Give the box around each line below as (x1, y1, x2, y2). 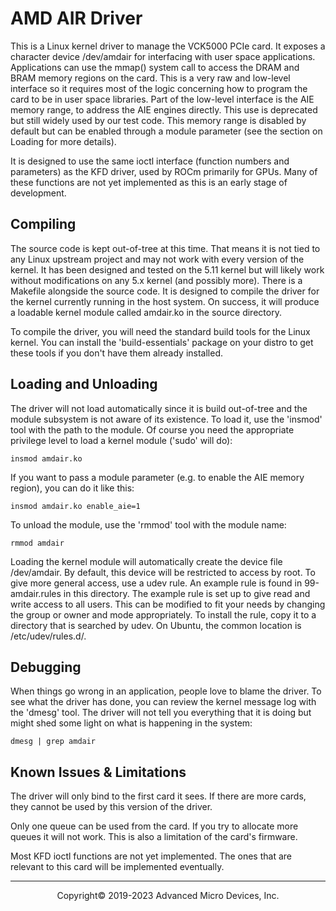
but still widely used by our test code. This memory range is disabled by (10, 114, 307, 126)
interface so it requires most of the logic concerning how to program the (10, 82, 308, 94)
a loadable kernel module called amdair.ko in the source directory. (10, 306, 282, 318)
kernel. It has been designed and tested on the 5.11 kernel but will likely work (10, 263, 325, 276)
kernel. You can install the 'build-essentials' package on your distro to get (10, 336, 314, 348)
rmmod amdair (10, 538, 65, 548)
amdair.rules (10, 587, 62, 599)
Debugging (10, 658, 82, 676)
